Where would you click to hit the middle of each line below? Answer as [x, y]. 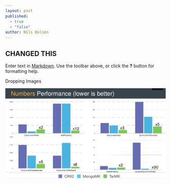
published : [17, 16]
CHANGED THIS [31, 54]
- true [17, 21]
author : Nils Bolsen [27, 32]
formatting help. [22, 71]
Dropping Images [23, 81]
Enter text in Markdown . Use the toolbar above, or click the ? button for [80, 66]
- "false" [20, 27]
